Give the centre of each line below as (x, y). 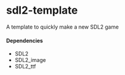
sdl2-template (42, 10)
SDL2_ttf (25, 67)
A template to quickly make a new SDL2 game (62, 27)
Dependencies (25, 40)
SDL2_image (30, 60)
